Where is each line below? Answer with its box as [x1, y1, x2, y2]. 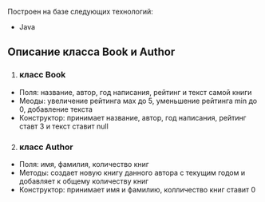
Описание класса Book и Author [7, 46, 176, 59]
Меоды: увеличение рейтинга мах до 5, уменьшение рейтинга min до [18, 96, 257, 105]
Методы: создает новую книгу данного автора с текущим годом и [18, 168, 245, 177]
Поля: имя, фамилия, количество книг [18, 159, 149, 168]
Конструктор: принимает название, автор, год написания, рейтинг [18, 113, 247, 122]
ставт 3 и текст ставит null [18, 121, 109, 131]
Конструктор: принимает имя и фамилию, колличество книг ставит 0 [18, 184, 256, 194]
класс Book [18, 69, 66, 81]
